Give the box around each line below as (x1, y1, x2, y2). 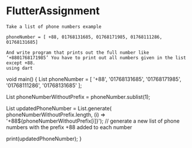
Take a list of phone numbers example (6, 24, 102, 30)
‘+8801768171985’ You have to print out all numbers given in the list (6, 54, 186, 60)
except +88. (6, 60, 35, 66)
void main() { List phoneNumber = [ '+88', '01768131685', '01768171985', (6, 75, 181, 82)
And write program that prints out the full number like (6, 49, 149, 56)
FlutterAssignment (6, 4, 100, 18)
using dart (6, 65, 33, 71)
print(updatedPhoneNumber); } (6, 135, 82, 142)
